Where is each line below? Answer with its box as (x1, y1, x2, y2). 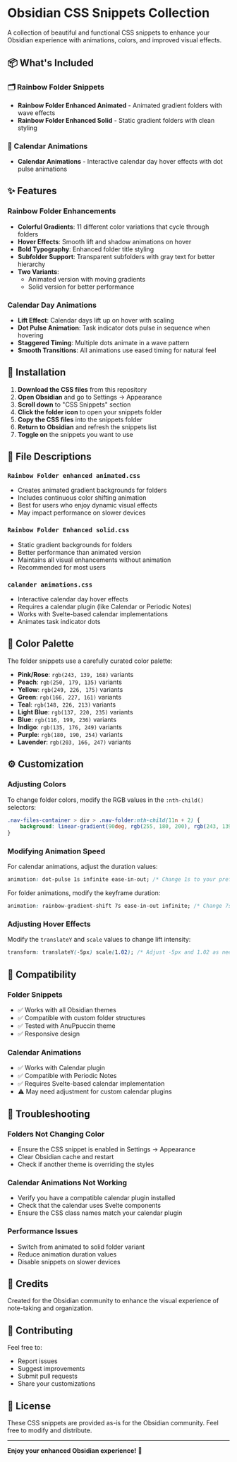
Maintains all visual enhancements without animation (17, 556, 171, 564)
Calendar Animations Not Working (7, 1178, 128, 1187)
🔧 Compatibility (7, 969, 77, 981)
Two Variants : (17, 267, 59, 276)
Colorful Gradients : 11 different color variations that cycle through (17, 222, 209, 231)
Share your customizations (17, 1379, 96, 1388)
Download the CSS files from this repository (17, 385, 147, 393)
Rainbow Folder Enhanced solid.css (7, 526, 130, 534)
